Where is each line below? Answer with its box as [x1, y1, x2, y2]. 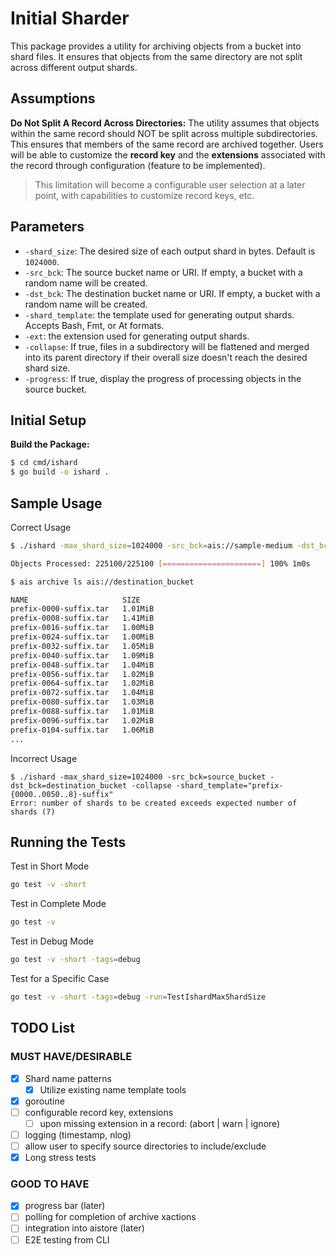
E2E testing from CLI [24, 1233, 110, 1246]
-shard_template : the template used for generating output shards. [24, 308, 295, 321]
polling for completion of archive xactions [24, 1211, 197, 1223]
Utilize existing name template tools [39, 1083, 187, 1096]
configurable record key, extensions [24, 1106, 174, 1118]
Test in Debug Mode [10, 935, 95, 947]
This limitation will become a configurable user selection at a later [34, 178, 306, 191]
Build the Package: [10, 438, 90, 451]
